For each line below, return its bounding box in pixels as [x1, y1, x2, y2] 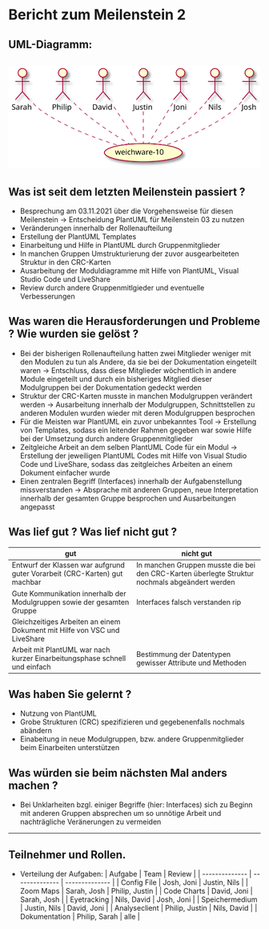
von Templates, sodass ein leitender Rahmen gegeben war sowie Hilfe [19, 425, 252, 435]
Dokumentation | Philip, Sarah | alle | [19, 912, 140, 922]
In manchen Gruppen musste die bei [135, 560, 256, 570]
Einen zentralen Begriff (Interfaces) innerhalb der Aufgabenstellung [19, 476, 243, 486]
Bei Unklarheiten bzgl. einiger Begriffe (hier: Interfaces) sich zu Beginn [19, 800, 253, 809]
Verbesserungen [19, 291, 75, 302]
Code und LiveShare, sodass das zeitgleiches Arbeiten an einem [19, 459, 233, 469]
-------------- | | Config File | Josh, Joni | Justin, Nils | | [65, 878, 248, 887]
